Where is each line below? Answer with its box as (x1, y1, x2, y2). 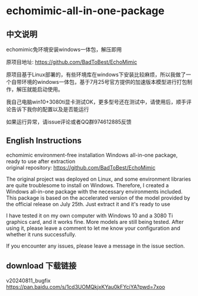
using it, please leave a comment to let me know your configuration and (6, 225, 180, 232)
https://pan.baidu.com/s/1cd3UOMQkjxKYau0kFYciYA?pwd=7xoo (6, 283, 165, 290)
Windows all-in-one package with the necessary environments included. (6, 188, 183, 195)
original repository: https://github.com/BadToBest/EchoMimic (6, 164, 155, 171)
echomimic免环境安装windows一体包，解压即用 (6, 46, 122, 53)
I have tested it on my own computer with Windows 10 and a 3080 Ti (6, 212, 173, 219)
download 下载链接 (6, 261, 77, 271)
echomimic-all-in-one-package (6, 4, 165, 18)
